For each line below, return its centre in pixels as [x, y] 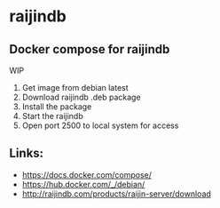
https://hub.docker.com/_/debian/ [83, 184]
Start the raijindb [52, 116]
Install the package [57, 107]
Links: [27, 153]
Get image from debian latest [75, 88]
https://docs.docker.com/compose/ [87, 174]
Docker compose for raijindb [90, 49]
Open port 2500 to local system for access [100, 125]
